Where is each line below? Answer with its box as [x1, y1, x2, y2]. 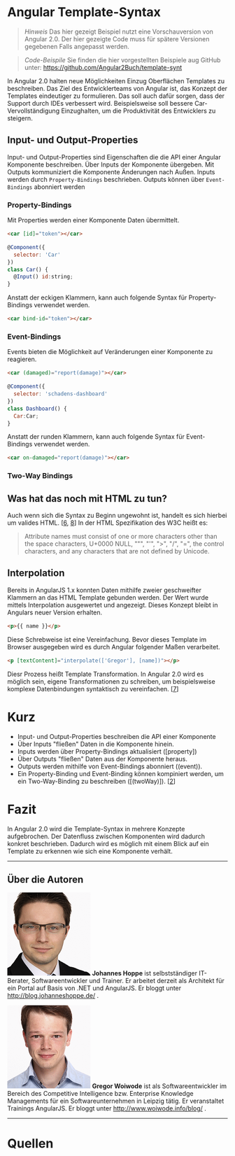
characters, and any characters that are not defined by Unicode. [24, 547, 210, 556]
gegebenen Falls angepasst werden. [24, 42, 129, 50]
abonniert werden [34, 183, 85, 191]
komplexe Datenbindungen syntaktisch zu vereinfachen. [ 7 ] [7, 684, 179, 693]
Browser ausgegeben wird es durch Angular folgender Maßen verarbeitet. [7, 642, 220, 651]
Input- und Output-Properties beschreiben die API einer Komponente [17, 732, 216, 740]
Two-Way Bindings [7, 471, 73, 481]
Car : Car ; [13, 412, 39, 420]
